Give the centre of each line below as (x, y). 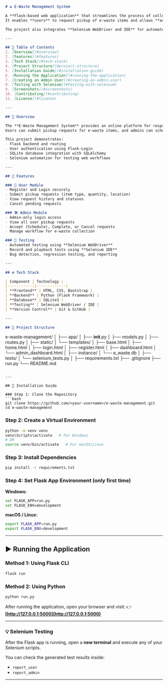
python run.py (20, 597)
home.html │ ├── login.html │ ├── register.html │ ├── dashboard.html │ (81, 348)
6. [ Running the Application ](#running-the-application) (66, 75)
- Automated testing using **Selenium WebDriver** (59, 245)
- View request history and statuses (44, 199)
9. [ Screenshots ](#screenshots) (39, 90)
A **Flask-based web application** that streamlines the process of (78, 16)
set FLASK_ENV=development (33, 505)
